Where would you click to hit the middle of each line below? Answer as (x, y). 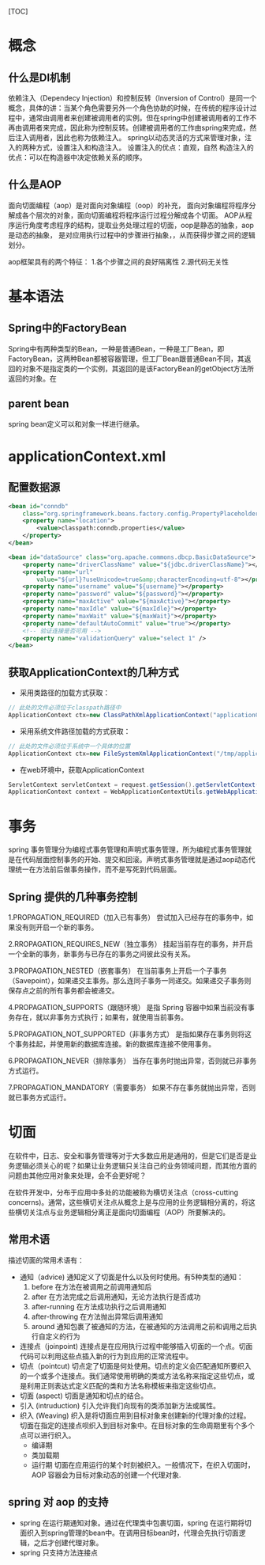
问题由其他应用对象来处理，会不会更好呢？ (77, 1176)
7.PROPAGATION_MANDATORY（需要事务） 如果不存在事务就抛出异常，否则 (132, 1088)
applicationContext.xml (87, 456)
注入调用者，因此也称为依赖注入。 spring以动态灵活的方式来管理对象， (130, 137)
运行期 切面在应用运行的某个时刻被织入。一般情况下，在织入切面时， (143, 1464)
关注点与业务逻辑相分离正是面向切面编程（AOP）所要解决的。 (129, 1212)
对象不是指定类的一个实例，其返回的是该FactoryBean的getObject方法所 (138, 368)
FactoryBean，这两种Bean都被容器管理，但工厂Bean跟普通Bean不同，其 (126, 359)
